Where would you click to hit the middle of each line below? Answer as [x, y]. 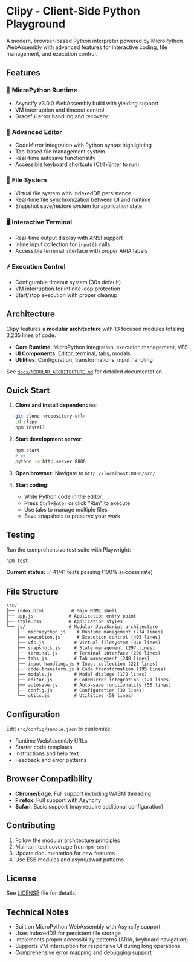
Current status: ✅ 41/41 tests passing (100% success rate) [79, 572]
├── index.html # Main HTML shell [62, 611]
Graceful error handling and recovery [61, 116]
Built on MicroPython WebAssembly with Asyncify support [88, 927]
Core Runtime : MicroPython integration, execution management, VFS [102, 347]
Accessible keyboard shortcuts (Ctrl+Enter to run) [77, 164]
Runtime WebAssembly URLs [51, 740]
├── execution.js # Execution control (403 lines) [89, 638]
